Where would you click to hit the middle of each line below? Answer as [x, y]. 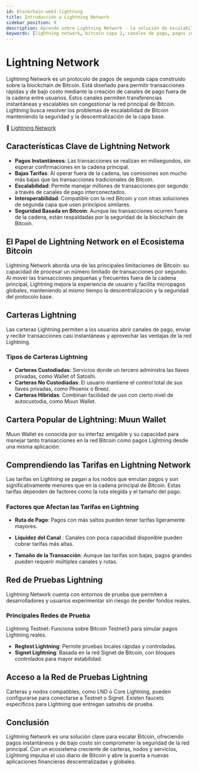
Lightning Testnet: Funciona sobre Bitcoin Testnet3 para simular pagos [92, 628]
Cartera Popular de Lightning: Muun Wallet [86, 420]
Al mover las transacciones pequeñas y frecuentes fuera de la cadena [91, 278]
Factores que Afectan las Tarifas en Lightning [72, 507]
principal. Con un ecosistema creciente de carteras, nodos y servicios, [92, 749]
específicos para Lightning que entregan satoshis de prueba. [80, 704]
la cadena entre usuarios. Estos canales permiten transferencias [84, 98]
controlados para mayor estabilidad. [58, 658]
